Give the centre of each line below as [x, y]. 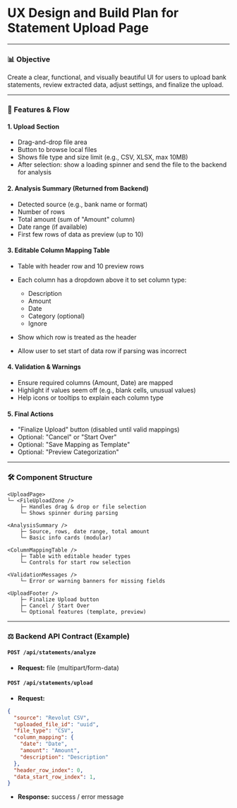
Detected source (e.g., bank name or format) [83, 204]
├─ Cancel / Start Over [55, 606]
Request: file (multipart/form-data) [68, 667]
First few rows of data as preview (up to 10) [80, 234]
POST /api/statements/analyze [52, 652]
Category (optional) [56, 316]
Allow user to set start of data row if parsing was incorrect [102, 350]
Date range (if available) [53, 227]
